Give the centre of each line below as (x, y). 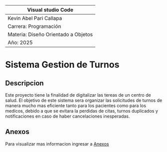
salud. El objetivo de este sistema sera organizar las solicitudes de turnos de (84, 100)
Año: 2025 (20, 43)
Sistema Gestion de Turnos (62, 65)
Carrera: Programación (34, 26)
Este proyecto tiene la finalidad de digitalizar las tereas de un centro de (78, 95)
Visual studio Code (50, 10)
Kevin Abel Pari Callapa (35, 18)
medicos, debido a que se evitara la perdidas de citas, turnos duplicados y (82, 111)
